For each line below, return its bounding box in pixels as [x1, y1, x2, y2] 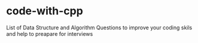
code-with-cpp [6, 4, 84, 18]
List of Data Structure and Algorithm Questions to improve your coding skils [6, 24, 193, 31]
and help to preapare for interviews [6, 30, 93, 37]
